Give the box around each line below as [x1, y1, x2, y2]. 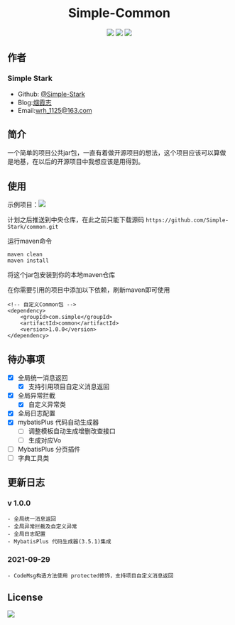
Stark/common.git [7, 224, 59, 231]
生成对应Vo [28, 435, 62, 445]
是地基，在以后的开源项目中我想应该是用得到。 [7, 158, 144, 166]
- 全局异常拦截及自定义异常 [7, 523, 78, 531]
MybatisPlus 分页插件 [17, 445, 81, 453]
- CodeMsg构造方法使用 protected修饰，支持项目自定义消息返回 [7, 572, 174, 580]
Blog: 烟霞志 [17, 98, 52, 107]
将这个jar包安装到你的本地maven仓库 [7, 271, 116, 279]
